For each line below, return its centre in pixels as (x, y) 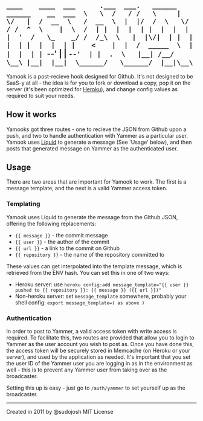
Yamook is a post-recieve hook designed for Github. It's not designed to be (100, 76)
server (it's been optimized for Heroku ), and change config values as (92, 89)
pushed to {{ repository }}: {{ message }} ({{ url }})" (88, 290)
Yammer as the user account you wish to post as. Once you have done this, (100, 344)
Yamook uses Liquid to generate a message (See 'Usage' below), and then (99, 142)
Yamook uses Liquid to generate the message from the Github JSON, (92, 217)
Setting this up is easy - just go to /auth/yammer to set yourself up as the (96, 388)
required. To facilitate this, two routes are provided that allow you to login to (100, 338)
